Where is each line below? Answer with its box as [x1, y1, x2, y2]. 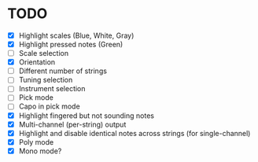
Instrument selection [18, 84, 86, 94]
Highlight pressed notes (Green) [18, 40, 123, 49]
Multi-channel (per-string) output [18, 120, 127, 129]
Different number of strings [18, 66, 108, 75]
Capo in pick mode [18, 101, 80, 111]
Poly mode [18, 137, 54, 146]
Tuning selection [18, 75, 73, 85]
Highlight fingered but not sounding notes [18, 111, 155, 120]
